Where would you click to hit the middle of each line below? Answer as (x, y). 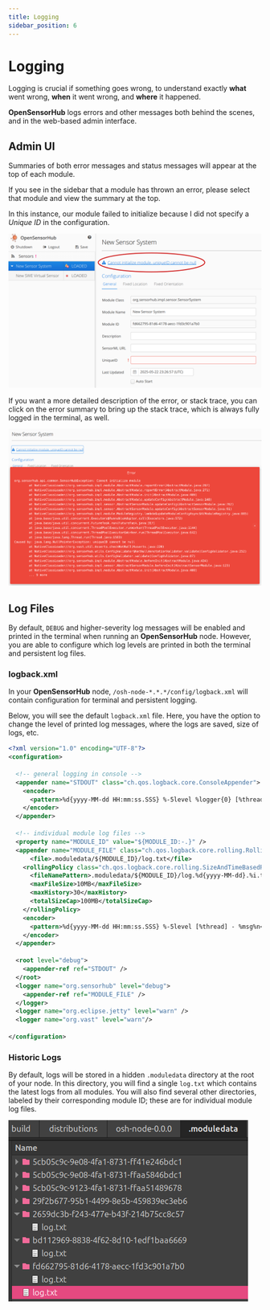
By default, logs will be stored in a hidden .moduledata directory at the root (131, 1075)
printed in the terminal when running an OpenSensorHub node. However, (130, 637)
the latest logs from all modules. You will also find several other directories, (133, 1092)
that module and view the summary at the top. (84, 199)
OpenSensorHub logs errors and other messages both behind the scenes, (132, 113)
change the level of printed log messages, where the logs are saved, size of (134, 724)
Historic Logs (35, 1057)
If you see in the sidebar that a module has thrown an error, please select (129, 190)
